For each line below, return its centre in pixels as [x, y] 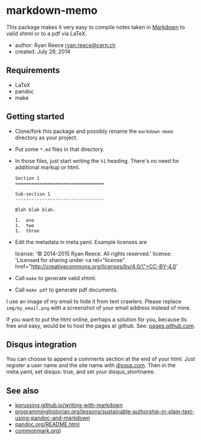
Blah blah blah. [35, 210]
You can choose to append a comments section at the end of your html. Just [101, 359]
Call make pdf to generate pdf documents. [66, 290]
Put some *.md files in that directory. [60, 149]
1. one [24, 220]
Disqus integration [41, 344]
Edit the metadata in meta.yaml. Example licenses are [81, 242]
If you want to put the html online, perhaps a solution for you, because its [97, 319]
